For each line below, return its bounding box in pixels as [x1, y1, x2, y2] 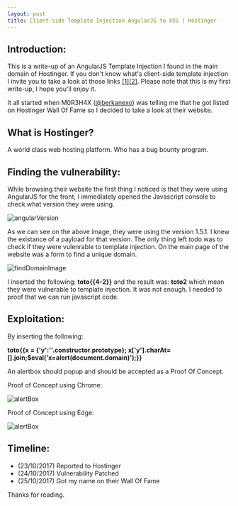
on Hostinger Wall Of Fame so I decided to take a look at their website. [7, 106, 213, 114]
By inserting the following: [7, 331, 84, 341]
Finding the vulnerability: [7, 166, 121, 178]
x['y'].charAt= [127, 346, 171, 354]
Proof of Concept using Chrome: [7, 380, 103, 389]
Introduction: [7, 43, 67, 55]
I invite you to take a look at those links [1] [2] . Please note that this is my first [7, 77, 231, 86]
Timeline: [7, 443, 50, 455]
